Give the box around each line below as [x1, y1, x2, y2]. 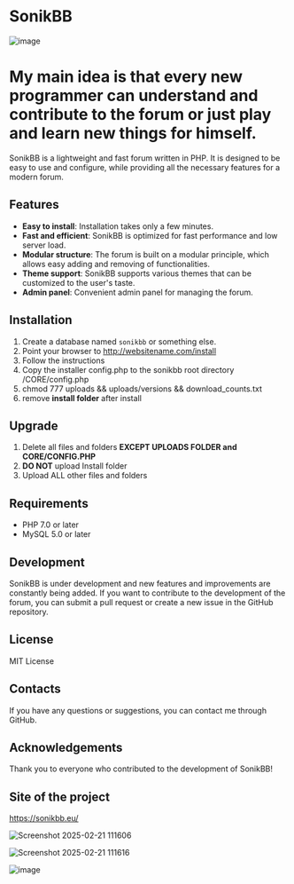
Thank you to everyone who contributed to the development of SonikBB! [9, 763, 273, 774]
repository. [9, 606, 49, 617]
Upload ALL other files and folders [21, 470, 148, 481]
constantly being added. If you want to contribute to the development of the [9, 588, 286, 598]
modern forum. [9, 171, 65, 182]
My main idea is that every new [9, 67, 244, 87]
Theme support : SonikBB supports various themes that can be [21, 268, 252, 279]
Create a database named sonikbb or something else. [21, 335, 217, 347]
